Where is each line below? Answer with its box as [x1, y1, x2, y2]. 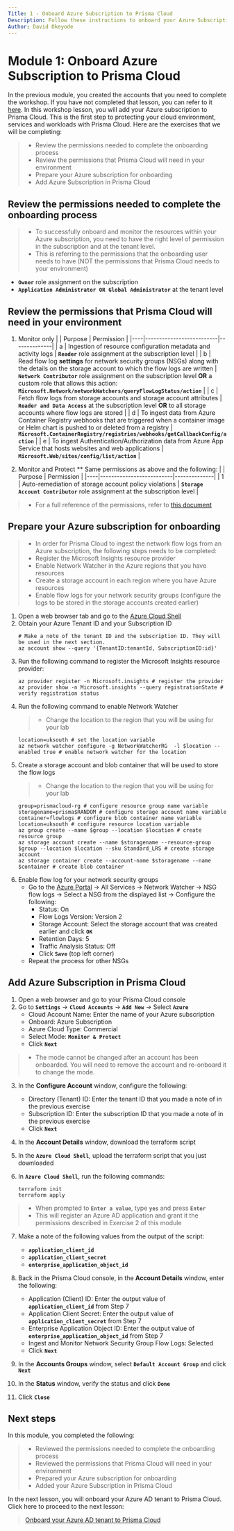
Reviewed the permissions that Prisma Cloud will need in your [35, 1459, 212, 1468]
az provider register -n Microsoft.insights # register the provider [17, 678, 224, 685]
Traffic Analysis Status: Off [38, 942, 116, 950]
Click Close [17, 1393, 51, 1401]
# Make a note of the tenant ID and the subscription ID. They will [17, 632, 221, 639]
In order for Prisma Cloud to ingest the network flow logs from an [35, 539, 222, 548]
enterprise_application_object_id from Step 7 [28, 1332, 164, 1340]
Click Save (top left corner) [38, 949, 115, 958]
